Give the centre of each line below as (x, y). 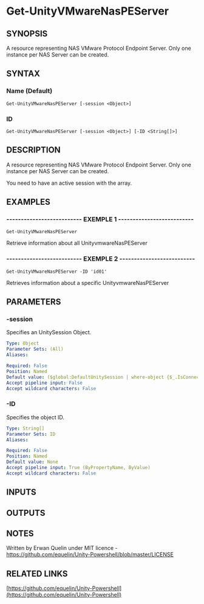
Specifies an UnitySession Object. (49, 332)
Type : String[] (25, 428)
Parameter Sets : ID (31, 434)
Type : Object (23, 344)
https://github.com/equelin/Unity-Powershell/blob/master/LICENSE (90, 555)
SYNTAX (23, 74)
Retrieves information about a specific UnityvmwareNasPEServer (88, 283)
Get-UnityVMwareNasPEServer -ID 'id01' (57, 272)
